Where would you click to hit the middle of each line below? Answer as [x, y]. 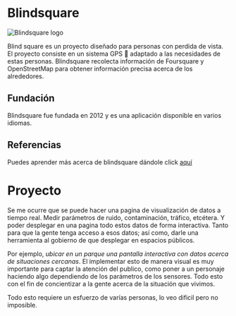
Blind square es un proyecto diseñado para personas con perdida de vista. [116, 46]
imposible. [22, 305]
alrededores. [26, 76]
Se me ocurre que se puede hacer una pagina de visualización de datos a [114, 210]
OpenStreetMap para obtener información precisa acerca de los [100, 68]
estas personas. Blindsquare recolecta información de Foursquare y [106, 61]
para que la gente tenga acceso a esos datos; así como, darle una [103, 232]
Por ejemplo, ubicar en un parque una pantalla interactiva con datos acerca [118, 254]
